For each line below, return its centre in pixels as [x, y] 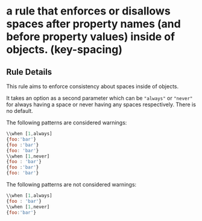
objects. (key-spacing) [64, 50]
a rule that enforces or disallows [88, 11]
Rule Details [29, 72]
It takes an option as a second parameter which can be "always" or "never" [99, 98]
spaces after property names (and [93, 24]
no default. [20, 111]
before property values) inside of [91, 37]
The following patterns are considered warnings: [67, 123]
